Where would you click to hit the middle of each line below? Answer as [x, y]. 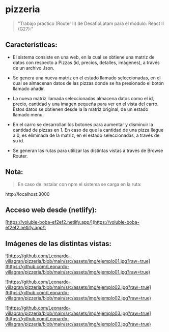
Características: [31, 45]
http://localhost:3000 [27, 194]
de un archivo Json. [33, 68]
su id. [18, 140]
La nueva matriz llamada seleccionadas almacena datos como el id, [83, 98]
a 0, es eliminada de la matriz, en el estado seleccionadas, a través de [86, 135]
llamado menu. [28, 114]
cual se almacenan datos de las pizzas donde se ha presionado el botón [88, 83]
